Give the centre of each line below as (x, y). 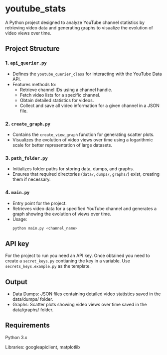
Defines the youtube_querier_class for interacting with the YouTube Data (87, 74)
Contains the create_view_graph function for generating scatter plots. (83, 134)
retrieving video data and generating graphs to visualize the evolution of (79, 27)
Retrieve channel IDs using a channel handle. (66, 90)
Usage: (20, 219)
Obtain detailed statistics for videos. (57, 100)
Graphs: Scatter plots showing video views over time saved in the (80, 305)
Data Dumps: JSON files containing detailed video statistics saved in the (86, 294)
